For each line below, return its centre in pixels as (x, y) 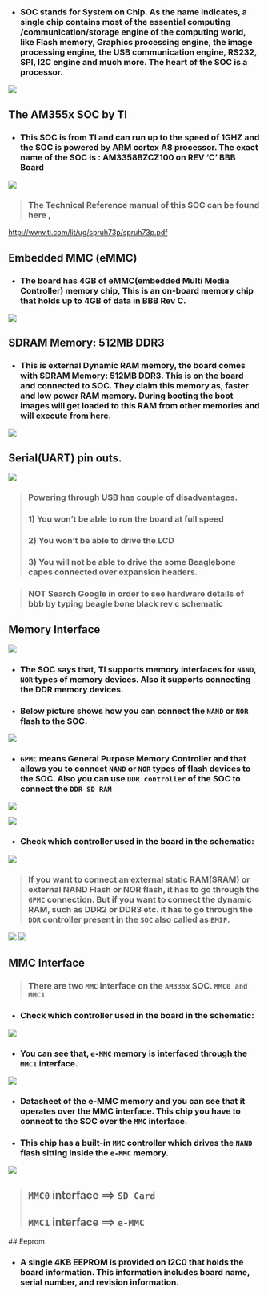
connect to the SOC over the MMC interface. (104, 1121)
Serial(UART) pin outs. (65, 459)
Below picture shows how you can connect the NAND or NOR (134, 711)
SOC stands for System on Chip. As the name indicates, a (133, 12)
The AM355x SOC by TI (68, 114)
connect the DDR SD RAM (66, 789)
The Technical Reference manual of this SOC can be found (144, 205)
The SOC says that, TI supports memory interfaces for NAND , (138, 669)
